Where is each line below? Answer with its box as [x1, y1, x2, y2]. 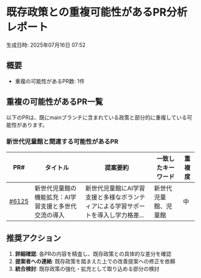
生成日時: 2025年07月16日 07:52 [6, 41, 86, 48]
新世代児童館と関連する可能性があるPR [6, 138, 118, 146]
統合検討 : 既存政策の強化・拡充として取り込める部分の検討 [14, 265, 160, 272]
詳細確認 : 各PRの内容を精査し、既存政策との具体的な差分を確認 [14, 250, 172, 257]
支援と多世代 [40, 201, 77, 210]
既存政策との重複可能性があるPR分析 [6, 5, 188, 19]
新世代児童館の [34, 184, 77, 192]
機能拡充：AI [34, 193, 71, 201]
